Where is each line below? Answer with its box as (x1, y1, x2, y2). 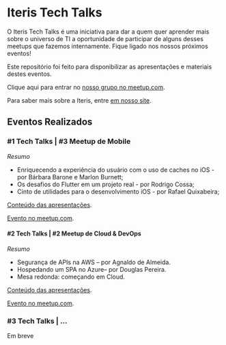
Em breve (7, 332, 34, 340)
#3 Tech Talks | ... (7, 316, 68, 326)
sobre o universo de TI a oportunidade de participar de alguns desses (7, 34, 203, 42)
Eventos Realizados (7, 116, 93, 128)
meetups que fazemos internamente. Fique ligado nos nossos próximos (7, 42, 208, 50)
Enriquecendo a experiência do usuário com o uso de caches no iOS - (16, 166, 215, 174)
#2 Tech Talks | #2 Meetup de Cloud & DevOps (7, 229, 141, 238)
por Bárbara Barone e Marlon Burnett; (16, 172, 124, 181)
